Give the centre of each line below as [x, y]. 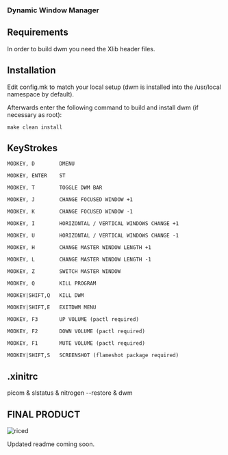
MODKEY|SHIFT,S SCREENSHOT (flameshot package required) [93, 355]
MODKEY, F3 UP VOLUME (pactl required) [73, 320]
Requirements [38, 32]
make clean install [35, 127]
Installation [31, 70]
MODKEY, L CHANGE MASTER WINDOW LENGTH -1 [79, 260]
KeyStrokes [33, 148]
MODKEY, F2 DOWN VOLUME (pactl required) [76, 331]
